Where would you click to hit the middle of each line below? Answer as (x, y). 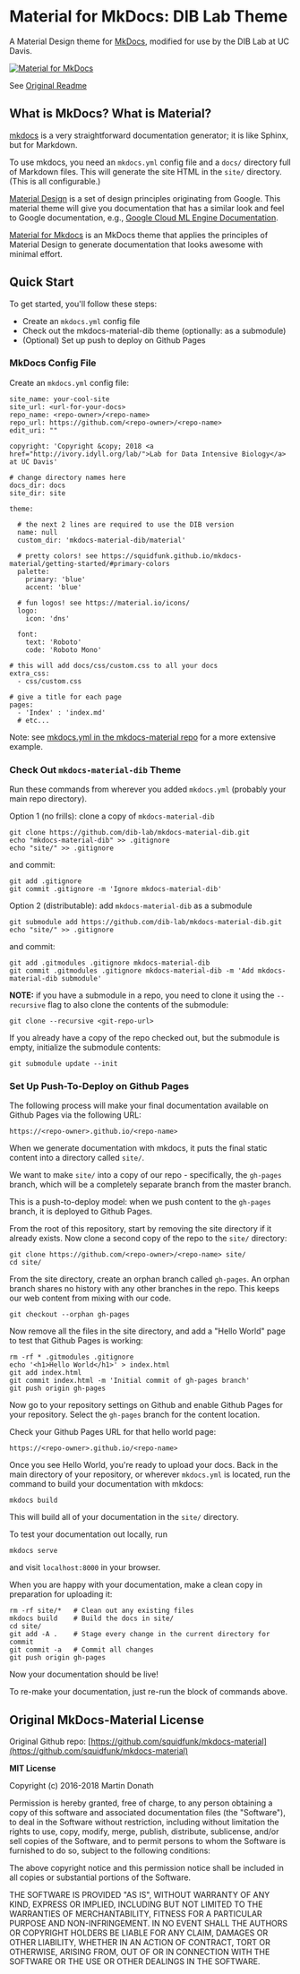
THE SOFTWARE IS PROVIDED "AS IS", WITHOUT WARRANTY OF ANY (140, 1895)
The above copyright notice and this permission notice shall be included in (146, 1868)
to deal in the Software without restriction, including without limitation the (144, 1822)
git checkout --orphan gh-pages (69, 1315)
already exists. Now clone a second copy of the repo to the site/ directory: (148, 1239)
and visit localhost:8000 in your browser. (85, 1567)
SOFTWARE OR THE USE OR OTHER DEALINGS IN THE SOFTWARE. (135, 1961)
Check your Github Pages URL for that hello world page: (113, 1432)
